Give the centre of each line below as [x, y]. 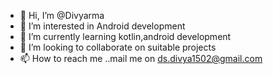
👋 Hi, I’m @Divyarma [62, 15]
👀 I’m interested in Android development [102, 26]
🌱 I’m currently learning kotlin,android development [125, 36]
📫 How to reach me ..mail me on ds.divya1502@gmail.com [141, 58]
